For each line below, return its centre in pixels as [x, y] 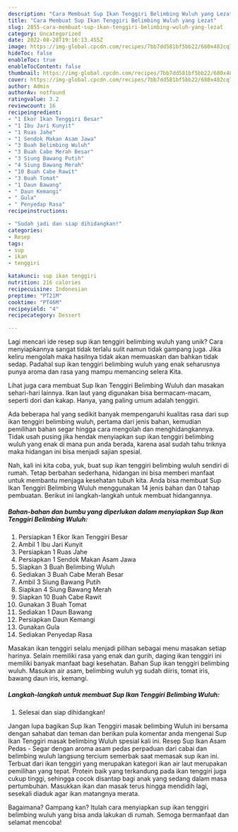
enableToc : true [32, 60]
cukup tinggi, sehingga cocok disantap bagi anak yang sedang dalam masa [118, 779]
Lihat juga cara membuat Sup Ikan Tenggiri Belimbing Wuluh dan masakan [116, 385]
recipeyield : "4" [34, 309]
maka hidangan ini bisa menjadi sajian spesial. [75, 452]
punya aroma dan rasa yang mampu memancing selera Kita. [95, 372]
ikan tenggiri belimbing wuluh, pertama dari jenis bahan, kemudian [105, 422]
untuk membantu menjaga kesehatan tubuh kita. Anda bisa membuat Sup [115, 481]
